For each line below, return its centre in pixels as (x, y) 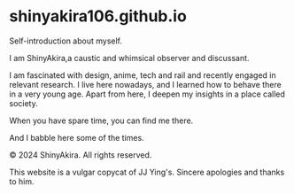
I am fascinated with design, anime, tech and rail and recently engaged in (143, 75)
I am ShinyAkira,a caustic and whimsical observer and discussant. (129, 58)
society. (23, 103)
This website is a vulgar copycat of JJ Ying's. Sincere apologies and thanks (147, 172)
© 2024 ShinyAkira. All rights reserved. (81, 155)
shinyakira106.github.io (98, 16)
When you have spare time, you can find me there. (101, 120)
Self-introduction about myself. (66, 41)
